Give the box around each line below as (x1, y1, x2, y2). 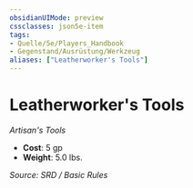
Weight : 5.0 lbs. (22, 152, 84, 163)
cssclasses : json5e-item (9, 22, 104, 31)
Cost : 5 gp (22, 142, 64, 153)
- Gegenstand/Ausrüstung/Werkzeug (9, 47, 141, 56)
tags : (9, 30, 30, 39)
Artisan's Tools (9, 124, 66, 135)
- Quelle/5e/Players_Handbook (9, 38, 125, 48)
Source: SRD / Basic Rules (9, 169, 108, 180)
